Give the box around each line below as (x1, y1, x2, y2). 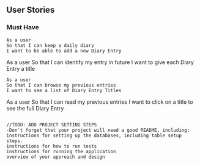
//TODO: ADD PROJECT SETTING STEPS (6, 121, 97, 128)
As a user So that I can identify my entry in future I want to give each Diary (6, 58, 194, 66)
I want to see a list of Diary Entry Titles (6, 87, 122, 93)
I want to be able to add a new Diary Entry (6, 48, 122, 54)
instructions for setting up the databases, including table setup (6, 132, 182, 139)
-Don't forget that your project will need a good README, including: (6, 127, 190, 133)
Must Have (6, 23, 40, 32)
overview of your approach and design (6, 154, 105, 160)
